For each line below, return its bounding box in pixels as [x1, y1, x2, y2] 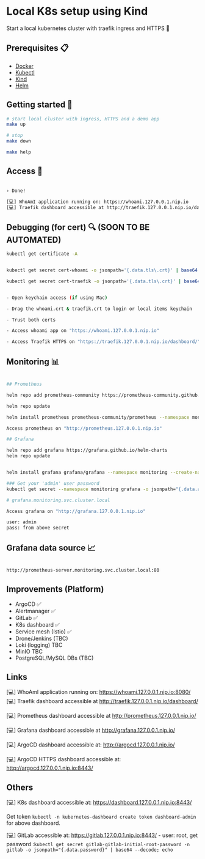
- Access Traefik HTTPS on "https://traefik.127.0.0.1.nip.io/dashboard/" [6, 339, 201, 345]
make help [6, 149, 32, 155]
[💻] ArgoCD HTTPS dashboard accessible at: [6, 756, 121, 763]
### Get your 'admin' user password [6, 480, 99, 487]
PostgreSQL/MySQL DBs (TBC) [15, 654, 94, 662]
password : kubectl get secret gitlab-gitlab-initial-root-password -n [6, 841, 190, 848]
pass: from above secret [6, 525, 70, 531]
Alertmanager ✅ [15, 607, 56, 614]
